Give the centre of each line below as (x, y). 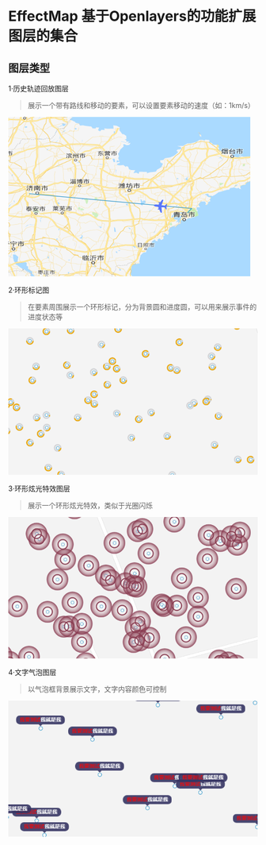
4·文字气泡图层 (32, 672)
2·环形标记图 (29, 290)
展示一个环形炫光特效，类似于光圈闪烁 (90, 506)
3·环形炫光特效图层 (39, 488)
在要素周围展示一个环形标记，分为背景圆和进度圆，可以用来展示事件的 (142, 307)
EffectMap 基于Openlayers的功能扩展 (132, 16)
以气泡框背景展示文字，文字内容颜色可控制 (97, 689)
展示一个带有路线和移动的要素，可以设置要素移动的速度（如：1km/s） (141, 105)
